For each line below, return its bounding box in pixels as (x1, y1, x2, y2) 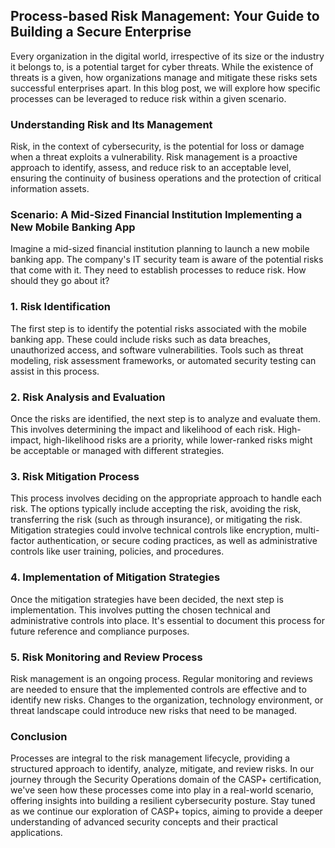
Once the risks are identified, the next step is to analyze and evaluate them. (10, 413, 321, 424)
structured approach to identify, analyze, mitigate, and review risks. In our (10, 763, 315, 775)
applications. (10, 827, 63, 839)
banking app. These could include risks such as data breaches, (10, 333, 272, 345)
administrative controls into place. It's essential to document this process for (10, 614, 326, 626)
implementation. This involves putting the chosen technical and (10, 604, 271, 616)
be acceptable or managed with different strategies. (10, 445, 225, 456)
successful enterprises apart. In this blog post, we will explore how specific (10, 82, 321, 94)
